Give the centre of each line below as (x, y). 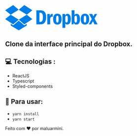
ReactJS (21, 76)
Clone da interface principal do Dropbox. (69, 44)
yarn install (26, 114)
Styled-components (33, 86)
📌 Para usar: (24, 102)
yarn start (23, 119)
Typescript (23, 81)
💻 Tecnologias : (30, 61)
